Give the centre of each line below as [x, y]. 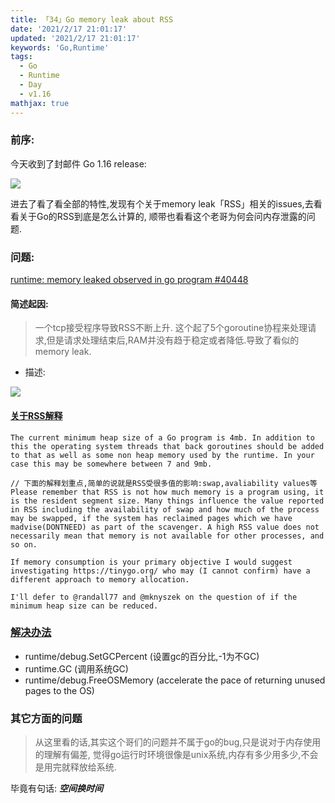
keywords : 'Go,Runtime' [60, 47]
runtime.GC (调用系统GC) [76, 668]
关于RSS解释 [36, 415]
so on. [24, 544]
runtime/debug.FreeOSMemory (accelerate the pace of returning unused [175, 680]
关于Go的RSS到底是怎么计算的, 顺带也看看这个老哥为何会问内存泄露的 [162, 216]
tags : [21, 57]
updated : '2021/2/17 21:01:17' [75, 38]
